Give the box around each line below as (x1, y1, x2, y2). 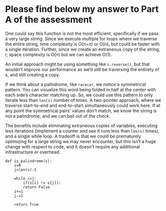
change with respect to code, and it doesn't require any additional (5, 143, 140, 149)
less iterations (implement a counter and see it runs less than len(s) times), (5, 128, 160, 134)
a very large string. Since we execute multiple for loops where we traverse (5, 36, 158, 42)
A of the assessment (5, 14, 92, 25)
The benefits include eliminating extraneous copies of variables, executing (5, 123, 158, 129)
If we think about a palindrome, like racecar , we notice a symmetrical (5, 81, 146, 87)
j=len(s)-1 (14, 167, 37, 172)
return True (14, 202, 39, 207)
